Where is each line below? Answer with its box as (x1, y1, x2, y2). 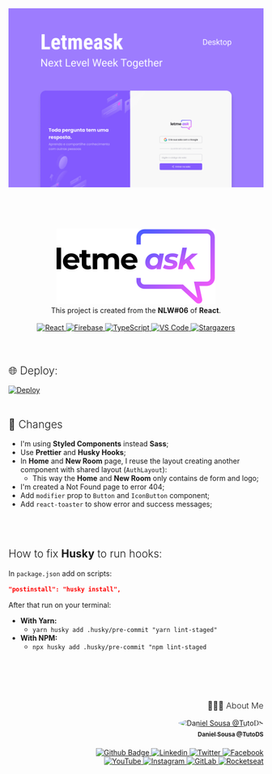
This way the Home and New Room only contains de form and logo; (32, 474, 259, 484)
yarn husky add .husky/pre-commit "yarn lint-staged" (32, 626, 218, 634)
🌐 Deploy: (8, 363, 58, 377)
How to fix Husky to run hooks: (8, 547, 163, 561)
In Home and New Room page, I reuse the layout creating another (19, 456, 240, 466)
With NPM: (19, 633, 58, 643)
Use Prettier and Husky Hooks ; (19, 448, 126, 458)
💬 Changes (8, 417, 63, 431)
